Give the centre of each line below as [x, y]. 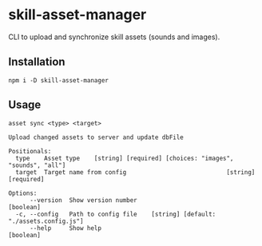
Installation [37, 62]
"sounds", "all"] [37, 165]
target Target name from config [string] [135, 172]
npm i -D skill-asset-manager [59, 80]
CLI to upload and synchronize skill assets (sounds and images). [114, 37]
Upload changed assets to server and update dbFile [96, 137]
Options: [23, 193]
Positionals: [30, 151]
